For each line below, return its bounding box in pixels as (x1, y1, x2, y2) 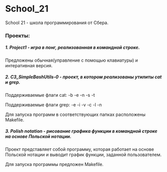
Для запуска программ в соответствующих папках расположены (5, 111, 146, 117)
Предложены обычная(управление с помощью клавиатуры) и (5, 57, 138, 63)
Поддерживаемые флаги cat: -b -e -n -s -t (5, 92, 95, 98)
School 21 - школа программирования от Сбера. (5, 20, 108, 26)
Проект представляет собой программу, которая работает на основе (5, 146, 154, 152)
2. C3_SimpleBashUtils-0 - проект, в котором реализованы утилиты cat (5, 74, 162, 80)
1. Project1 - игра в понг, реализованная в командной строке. (5, 45, 140, 51)
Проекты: (5, 32, 30, 39)
